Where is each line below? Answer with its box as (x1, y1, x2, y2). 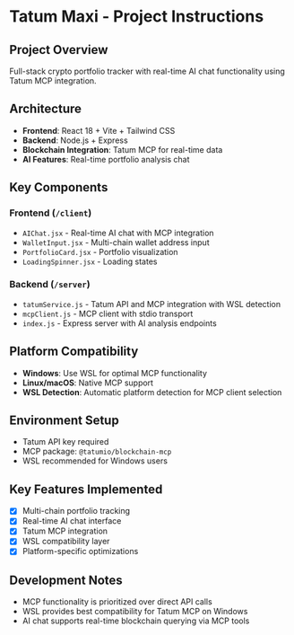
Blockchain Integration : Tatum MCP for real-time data (22, 144, 223, 154)
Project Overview (9, 42, 108, 57)
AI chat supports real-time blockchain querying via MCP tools (22, 615, 250, 626)
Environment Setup (9, 413, 119, 428)
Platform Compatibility (9, 344, 139, 359)
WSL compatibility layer (22, 536, 110, 547)
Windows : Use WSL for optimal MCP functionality (22, 367, 208, 378)
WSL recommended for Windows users (22, 455, 169, 466)
